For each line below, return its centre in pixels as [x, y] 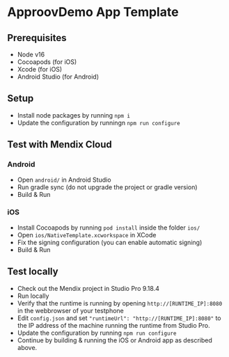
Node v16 [31, 54]
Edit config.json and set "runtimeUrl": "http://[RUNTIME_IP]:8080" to [119, 318]
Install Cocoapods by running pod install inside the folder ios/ [109, 228]
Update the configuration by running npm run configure [97, 333]
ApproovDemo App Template [93, 12]
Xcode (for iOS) [40, 69]
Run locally [33, 296]
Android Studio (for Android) [58, 77]
